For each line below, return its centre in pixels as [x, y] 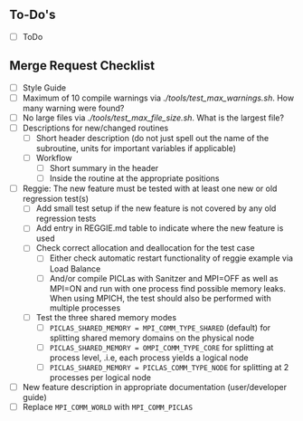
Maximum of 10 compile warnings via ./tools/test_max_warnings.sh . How [158, 98]
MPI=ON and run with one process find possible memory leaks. [168, 288]
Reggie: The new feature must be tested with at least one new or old [150, 188]
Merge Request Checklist [82, 66]
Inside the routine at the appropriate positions [134, 178]
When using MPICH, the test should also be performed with [160, 298]
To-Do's [33, 15]
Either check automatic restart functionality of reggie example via [171, 258]
